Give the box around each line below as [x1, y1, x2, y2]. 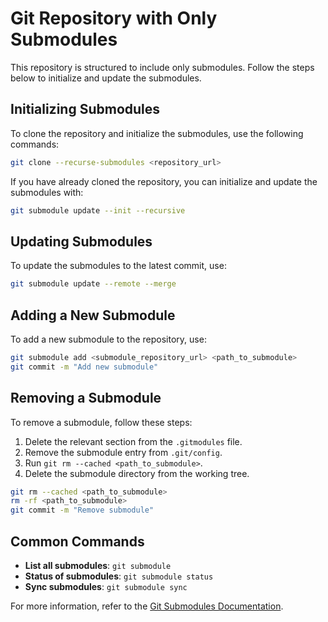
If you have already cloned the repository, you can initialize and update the [10, 175, 318, 187]
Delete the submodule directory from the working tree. [24, 467, 250, 479]
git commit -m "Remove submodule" [10, 505, 155, 516]
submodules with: [10, 186, 84, 198]
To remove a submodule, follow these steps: [10, 416, 193, 428]
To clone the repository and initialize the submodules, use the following [10, 127, 304, 139]
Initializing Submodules [10, 101, 161, 118]
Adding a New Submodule [10, 307, 176, 324]
